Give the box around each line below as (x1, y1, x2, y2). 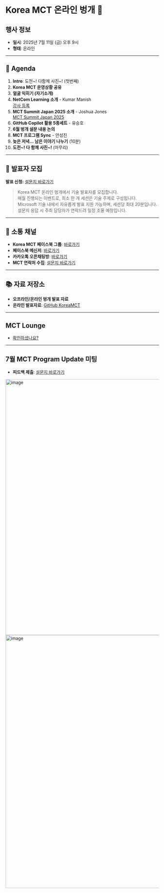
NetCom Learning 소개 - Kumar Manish (12, 96, 91, 102)
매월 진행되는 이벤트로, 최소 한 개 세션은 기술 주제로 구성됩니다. (17, 195, 137, 201)
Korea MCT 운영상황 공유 (12, 84, 62, 90)
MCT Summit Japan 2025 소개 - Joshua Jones (12, 109, 107, 114)
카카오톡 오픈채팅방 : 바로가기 (12, 254, 68, 260)
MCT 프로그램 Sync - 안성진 (12, 132, 68, 138)
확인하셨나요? (12, 335, 39, 341)
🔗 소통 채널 (5, 228, 37, 236)
